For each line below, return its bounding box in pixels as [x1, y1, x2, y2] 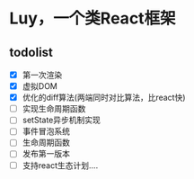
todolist [9, 44, 54, 59]
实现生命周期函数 [22, 103, 86, 114]
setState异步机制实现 [22, 114, 101, 126]
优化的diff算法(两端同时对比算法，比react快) [22, 92, 186, 103]
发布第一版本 [22, 148, 70, 159]
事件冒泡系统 [22, 126, 70, 137]
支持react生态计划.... [22, 159, 99, 171]
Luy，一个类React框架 [9, 8, 177, 29]
